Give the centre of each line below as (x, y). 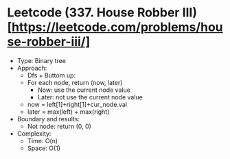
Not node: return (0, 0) (59, 126)
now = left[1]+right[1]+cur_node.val (77, 104)
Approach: (32, 68)
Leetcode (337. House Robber (93, 13)
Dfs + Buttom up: (51, 75)
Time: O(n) (43, 140)
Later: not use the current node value (90, 97)
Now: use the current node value (84, 90)
